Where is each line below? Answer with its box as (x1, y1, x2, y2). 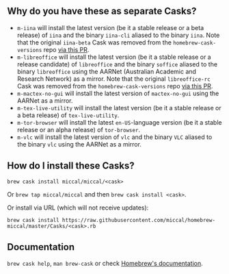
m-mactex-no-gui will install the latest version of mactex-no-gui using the (16, 89, 219, 97)
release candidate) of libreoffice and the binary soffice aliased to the (16, 60, 217, 68)
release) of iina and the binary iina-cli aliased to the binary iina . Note (16, 31, 220, 39)
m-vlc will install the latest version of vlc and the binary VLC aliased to (16, 133, 213, 141)
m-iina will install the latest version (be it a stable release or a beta (16, 23, 204, 32)
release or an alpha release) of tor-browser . (16, 125, 141, 134)
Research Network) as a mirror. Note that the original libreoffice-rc (16, 75, 211, 83)
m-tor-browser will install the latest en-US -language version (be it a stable (16, 118, 222, 126)
